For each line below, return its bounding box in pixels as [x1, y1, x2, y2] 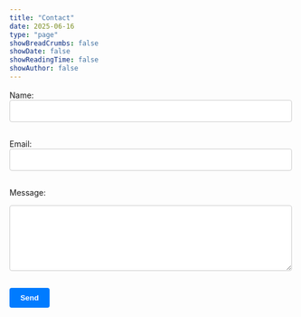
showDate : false [9, 47, 71, 56]
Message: [9, 187, 47, 198]
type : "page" [9, 30, 59, 39]
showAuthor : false [9, 64, 79, 73]
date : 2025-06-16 [9, 22, 75, 31]
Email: [9, 139, 33, 149]
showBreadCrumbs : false [9, 38, 99, 48]
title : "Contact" [9, 13, 75, 23]
